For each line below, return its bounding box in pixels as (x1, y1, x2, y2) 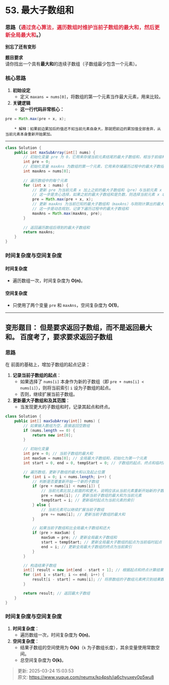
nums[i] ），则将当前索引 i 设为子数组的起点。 (20, 385, 114, 391)
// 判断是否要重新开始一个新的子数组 (32, 479, 99, 484)
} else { (32, 502, 51, 507)
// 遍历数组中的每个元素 (23, 178, 68, 183)
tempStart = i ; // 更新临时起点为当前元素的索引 (41, 498, 134, 503)
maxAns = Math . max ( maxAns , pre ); (32, 210, 102, 216)
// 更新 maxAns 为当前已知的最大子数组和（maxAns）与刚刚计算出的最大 (32, 201, 164, 207)
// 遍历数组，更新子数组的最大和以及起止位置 (23, 469, 105, 475)
